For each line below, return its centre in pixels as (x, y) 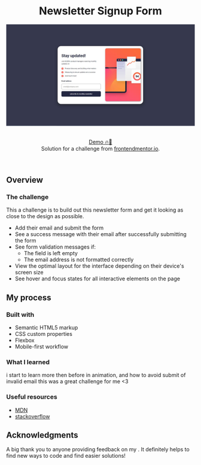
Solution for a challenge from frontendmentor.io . (100, 148)
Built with (20, 314)
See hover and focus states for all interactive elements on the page (98, 279)
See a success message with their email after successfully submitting (100, 234)
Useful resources (32, 397)
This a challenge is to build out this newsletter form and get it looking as (95, 210)
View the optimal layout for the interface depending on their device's (99, 266)
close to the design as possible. (45, 216)
